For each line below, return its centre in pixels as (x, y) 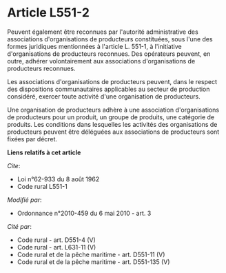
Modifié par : (25, 200)
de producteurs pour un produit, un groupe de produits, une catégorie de (111, 117)
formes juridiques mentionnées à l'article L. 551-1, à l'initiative (94, 46)
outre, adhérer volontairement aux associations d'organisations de (101, 61)
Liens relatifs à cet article (44, 152)
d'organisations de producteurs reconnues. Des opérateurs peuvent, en (109, 54)
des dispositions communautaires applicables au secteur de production (109, 89)
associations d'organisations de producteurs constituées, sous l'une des (110, 39)
